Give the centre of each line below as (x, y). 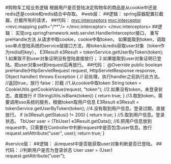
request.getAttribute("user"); (35, 156)
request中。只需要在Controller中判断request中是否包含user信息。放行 (79, 127)
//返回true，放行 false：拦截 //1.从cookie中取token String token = (73, 83)
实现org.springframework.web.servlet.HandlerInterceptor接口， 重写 (87, 33)
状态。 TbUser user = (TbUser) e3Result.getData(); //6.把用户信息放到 (79, 121)
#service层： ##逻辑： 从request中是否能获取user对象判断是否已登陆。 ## (83, 144)
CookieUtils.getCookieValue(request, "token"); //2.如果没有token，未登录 (82, 89)
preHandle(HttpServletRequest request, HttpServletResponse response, (81, 71)
